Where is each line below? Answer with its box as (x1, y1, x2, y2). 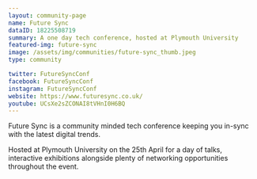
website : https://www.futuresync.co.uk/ (8, 92, 144, 100)
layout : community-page (8, 11, 87, 20)
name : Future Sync (8, 19, 69, 27)
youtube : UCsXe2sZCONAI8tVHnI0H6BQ (8, 100, 126, 108)
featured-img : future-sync (8, 41, 97, 49)
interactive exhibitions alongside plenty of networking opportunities (8, 154, 229, 163)
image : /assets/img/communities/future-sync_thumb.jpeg (8, 48, 196, 56)
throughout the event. (8, 162, 79, 171)
